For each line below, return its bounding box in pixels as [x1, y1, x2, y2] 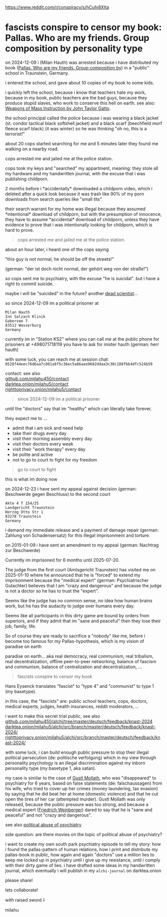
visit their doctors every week [12, 441, 74, 447]
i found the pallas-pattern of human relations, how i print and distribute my [5, 846, 158, 852]
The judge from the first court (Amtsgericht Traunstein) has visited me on [5, 566, 156, 572]
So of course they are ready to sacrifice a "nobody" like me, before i [5, 633, 146, 639]
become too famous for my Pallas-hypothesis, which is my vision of [5, 638, 145, 644]
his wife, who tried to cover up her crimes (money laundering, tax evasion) [5, 785, 158, 791]
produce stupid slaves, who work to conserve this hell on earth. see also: [5, 100, 156, 106]
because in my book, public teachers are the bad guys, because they [5, 94, 147, 100]
